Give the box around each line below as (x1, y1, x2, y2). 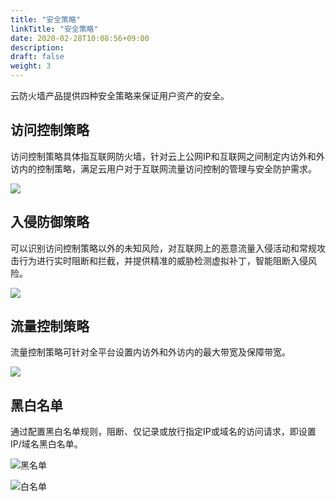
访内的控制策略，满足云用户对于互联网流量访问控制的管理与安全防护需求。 (10, 162, 317, 175)
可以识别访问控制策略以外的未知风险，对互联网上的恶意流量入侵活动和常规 (10, 242, 317, 254)
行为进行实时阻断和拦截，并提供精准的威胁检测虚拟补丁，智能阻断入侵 (18, 254, 308, 266)
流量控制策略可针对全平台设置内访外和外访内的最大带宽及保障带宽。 (10, 346, 291, 358)
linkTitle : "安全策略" (10, 24, 99, 34)
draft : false (10, 52, 65, 62)
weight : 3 (10, 61, 52, 71)
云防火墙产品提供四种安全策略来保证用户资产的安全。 (10, 90, 230, 101)
